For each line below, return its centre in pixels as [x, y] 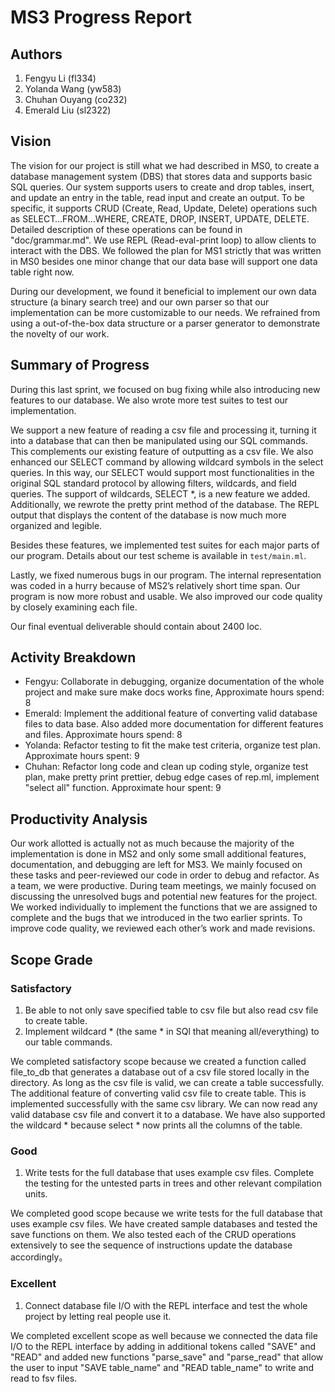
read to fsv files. [44, 1378]
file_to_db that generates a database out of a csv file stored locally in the [160, 1072]
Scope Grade [51, 959]
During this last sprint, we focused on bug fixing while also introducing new [165, 389]
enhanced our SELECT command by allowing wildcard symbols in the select [167, 462]
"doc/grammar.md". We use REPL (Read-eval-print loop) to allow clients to [163, 240]
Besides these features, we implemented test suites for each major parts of [165, 545]
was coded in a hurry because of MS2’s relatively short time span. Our [155, 585]
